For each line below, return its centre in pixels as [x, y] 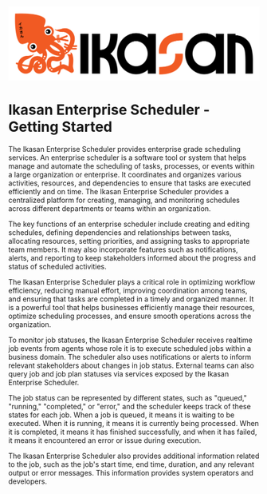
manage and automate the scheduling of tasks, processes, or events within [132, 166]
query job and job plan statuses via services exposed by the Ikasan [119, 374]
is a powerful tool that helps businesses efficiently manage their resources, [132, 308]
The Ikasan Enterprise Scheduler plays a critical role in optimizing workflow [132, 282]
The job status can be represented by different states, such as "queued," [128, 398]
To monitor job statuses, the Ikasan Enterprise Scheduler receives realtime [131, 340]
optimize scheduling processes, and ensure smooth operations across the [130, 316]
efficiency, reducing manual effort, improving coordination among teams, [128, 291]
